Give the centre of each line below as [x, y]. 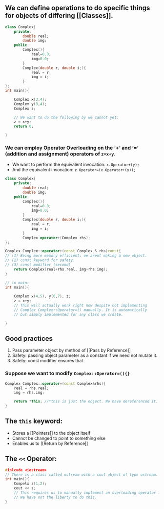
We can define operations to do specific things [78, 8]
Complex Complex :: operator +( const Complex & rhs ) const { [63, 251]
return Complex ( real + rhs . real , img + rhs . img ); [61, 269]
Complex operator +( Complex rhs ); [57, 238]
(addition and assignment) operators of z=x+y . [61, 154]
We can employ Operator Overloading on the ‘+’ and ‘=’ [72, 148]
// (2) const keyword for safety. [40, 260]
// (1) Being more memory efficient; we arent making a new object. [76, 256]
